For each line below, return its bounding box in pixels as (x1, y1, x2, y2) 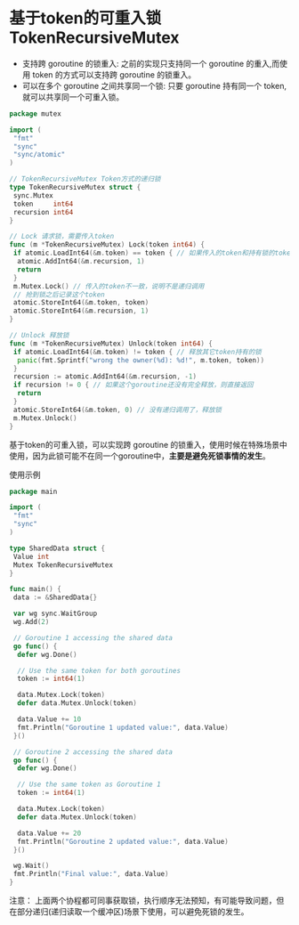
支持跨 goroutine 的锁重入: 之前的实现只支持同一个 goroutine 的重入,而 (21, 58, 280, 69)
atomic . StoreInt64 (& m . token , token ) (12, 298, 149, 307)
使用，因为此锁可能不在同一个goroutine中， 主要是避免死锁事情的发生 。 (9, 450, 271, 461)
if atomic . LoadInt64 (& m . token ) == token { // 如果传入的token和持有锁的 (12, 248, 276, 258)
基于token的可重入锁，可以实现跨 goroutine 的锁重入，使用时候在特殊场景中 (9, 439, 287, 450)
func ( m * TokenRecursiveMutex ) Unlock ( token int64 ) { (9, 339, 214, 348)
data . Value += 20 (17, 829, 82, 838)
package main (9, 487, 58, 496)
